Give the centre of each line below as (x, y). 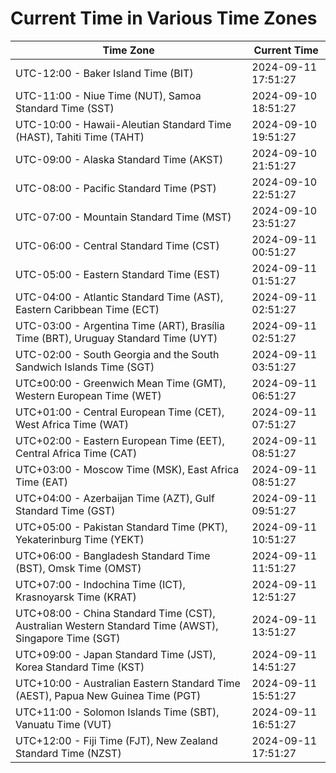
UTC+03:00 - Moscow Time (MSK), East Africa (127, 469)
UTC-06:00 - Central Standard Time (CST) (117, 245)
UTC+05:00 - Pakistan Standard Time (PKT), (121, 527)
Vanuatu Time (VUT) (63, 724)
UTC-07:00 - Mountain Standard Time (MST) (123, 217)
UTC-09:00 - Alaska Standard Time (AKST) (119, 159)
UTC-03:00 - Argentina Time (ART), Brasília (120, 325)
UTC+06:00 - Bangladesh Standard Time (113, 555)
